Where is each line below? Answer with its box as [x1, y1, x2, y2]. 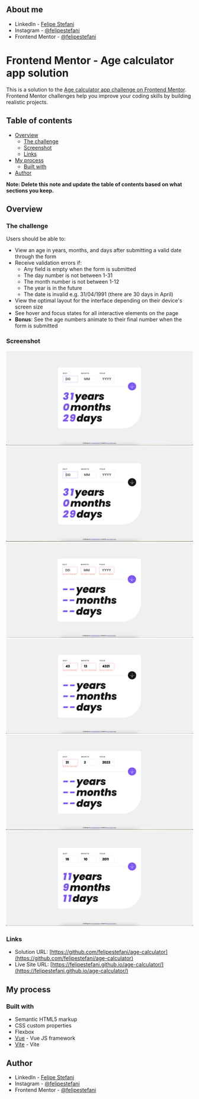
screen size [14, 303, 43, 310]
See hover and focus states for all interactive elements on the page [14, 310, 179, 317]
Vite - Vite [14, 1041, 40, 1048]
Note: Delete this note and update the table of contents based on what [6, 181, 182, 188]
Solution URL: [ [14, 949, 52, 956]
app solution [6, 66, 69, 79]
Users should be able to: [6, 235, 66, 242]
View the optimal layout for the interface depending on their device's [14, 297, 182, 304]
